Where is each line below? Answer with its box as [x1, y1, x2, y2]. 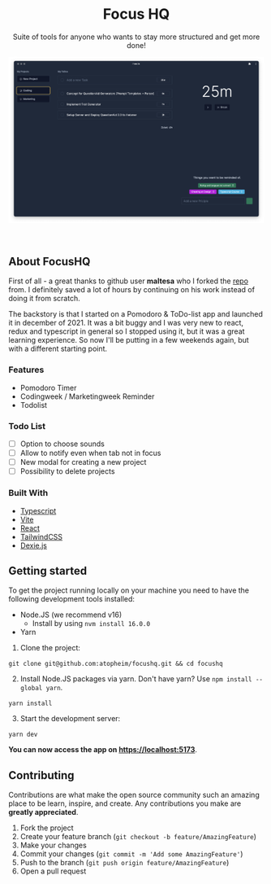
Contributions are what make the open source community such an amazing [8, 790, 260, 800]
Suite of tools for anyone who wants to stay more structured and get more [12, 32, 260, 42]
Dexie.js [19, 540, 47, 550]
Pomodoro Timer [19, 383, 77, 392]
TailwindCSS [19, 532, 63, 541]
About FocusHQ [8, 254, 91, 269]
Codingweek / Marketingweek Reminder [19, 392, 155, 401]
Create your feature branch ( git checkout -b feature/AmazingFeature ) [19, 832, 257, 842]
